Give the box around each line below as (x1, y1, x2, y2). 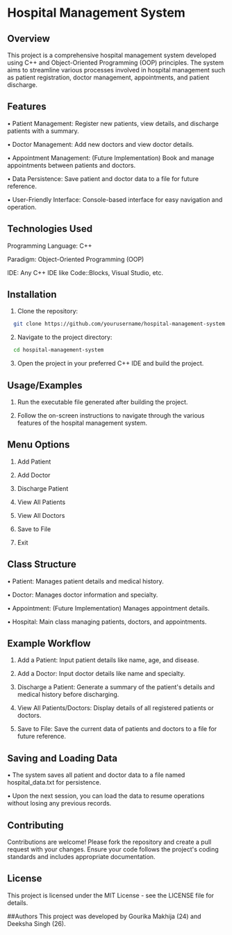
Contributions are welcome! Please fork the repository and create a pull (7, 838, 212, 847)
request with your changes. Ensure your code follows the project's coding (7, 845, 219, 854)
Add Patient (17, 457, 51, 466)
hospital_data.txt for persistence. (7, 778, 101, 787)
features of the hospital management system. (17, 419, 148, 427)
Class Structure (7, 558, 76, 570)
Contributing (7, 819, 64, 831)
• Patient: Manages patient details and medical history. (7, 576, 165, 586)
